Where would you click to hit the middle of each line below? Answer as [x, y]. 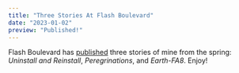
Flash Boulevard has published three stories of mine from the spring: [120, 53]
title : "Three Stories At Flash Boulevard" [81, 15]
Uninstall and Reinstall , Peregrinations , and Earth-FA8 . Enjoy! [108, 60]
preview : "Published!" [46, 30]
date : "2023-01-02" [40, 23]
